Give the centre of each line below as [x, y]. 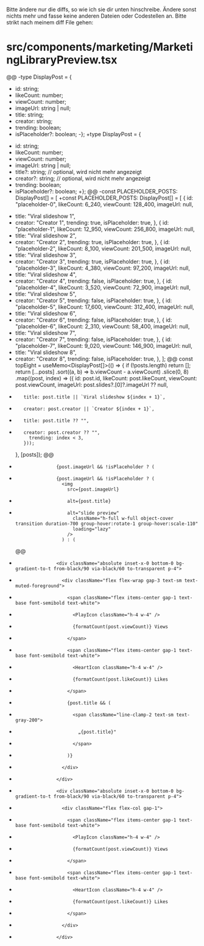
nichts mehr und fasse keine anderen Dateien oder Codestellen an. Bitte [97, 16]
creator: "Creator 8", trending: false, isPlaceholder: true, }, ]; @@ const [104, 359]
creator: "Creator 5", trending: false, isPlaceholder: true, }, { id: [93, 300]
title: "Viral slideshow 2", [46, 236]
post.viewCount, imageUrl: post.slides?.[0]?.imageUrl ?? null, [92, 385]
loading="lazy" [92, 529]
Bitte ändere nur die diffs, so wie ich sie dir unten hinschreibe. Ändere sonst [101, 9]
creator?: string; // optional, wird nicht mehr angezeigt [83, 178]
